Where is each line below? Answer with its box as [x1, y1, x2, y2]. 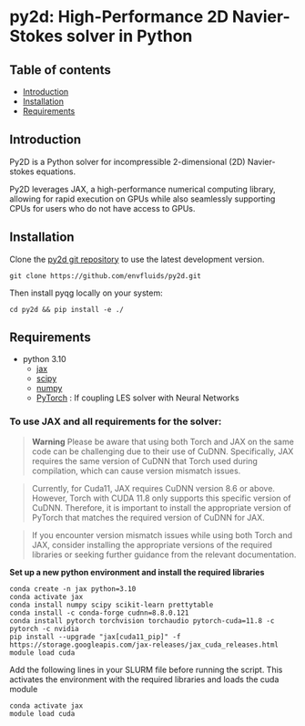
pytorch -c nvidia [9, 624, 79, 633]
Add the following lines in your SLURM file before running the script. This [9, 664, 283, 675]
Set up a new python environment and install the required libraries [9, 566, 265, 577]
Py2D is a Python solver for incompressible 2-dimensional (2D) [9, 156, 246, 167]
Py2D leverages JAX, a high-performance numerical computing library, [9, 183, 276, 194]
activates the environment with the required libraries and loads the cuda [9, 673, 280, 685]
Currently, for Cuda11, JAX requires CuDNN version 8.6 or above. [31, 482, 276, 493]
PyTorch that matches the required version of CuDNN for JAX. [31, 512, 266, 523]
